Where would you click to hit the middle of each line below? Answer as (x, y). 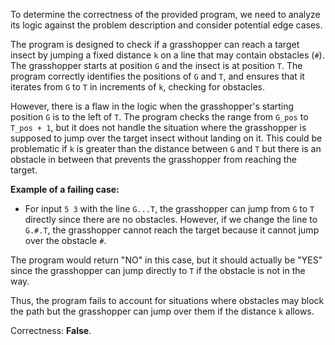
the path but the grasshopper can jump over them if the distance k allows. (162, 311)
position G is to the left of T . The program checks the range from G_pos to (159, 117)
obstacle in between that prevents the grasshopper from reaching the (153, 159)
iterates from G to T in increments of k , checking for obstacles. (138, 87)
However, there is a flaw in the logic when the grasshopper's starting (152, 106)
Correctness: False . (51, 330)
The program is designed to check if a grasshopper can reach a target (155, 44)
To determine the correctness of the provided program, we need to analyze (165, 14)
